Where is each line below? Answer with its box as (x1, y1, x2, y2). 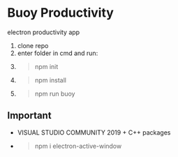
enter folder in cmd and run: (17, 49, 98, 57)
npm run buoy (34, 89, 75, 98)
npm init (34, 62, 59, 70)
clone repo (17, 41, 49, 50)
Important (7, 110, 52, 121)
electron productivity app (7, 28, 80, 36)
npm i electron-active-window (34, 142, 122, 150)
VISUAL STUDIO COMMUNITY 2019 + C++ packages (17, 128, 171, 137)
